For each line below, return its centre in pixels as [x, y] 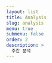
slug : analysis [25, 23]
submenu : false [25, 34]
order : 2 [17, 40]
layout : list [22, 12]
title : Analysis [26, 17]
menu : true [20, 28]
